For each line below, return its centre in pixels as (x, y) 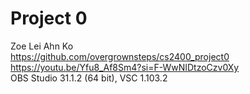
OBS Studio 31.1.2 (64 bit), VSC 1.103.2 (89, 78)
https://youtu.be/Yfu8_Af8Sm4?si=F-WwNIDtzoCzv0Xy (125, 67)
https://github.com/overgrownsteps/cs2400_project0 (120, 56)
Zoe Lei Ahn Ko (42, 46)
